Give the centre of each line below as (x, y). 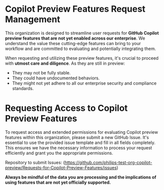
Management (33, 19)
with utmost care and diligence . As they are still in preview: (65, 63)
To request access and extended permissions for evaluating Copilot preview (82, 132)
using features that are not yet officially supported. (58, 182)
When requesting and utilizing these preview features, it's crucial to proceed (82, 58)
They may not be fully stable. (41, 72)
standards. (23, 88)
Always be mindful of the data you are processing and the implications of (81, 177)
